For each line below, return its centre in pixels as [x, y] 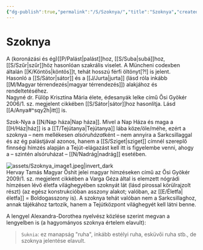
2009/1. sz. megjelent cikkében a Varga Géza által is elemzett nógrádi [93, 179]
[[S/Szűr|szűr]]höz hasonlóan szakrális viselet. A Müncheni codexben [93, 65]
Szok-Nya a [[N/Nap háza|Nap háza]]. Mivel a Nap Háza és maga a [90, 122]
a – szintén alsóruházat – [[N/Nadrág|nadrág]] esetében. [76, 154]
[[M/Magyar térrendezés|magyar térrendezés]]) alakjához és [82, 84]
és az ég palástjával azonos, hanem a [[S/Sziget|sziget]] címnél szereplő [97, 141]
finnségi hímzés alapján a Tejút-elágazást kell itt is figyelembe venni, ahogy [100, 147]
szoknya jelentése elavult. [53, 240]
